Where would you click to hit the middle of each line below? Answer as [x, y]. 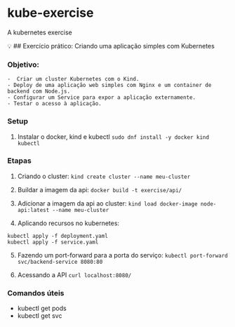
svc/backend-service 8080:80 [60, 262]
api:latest [33, 210]
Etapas [19, 161]
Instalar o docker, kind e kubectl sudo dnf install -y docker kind [113, 136]
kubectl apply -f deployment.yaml [58, 236]
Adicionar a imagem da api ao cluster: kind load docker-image [107, 203]
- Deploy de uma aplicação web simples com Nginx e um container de [109, 86]
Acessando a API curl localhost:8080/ [74, 274]
